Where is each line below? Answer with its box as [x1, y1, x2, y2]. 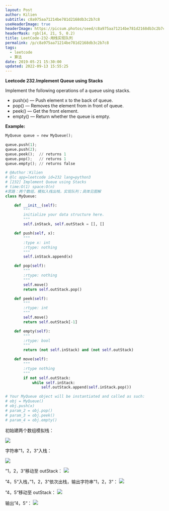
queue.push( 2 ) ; [5, 147, 37, 152]
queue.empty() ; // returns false [5, 161, 75, 166]
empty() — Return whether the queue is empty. [12, 113, 111, 119]
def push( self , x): [14, 231, 55, 236]
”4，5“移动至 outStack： [5, 489, 56, 495]
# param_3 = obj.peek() [5, 413, 55, 418]
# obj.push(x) [5, 403, 35, 408]
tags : [5, 45, 17, 50]
